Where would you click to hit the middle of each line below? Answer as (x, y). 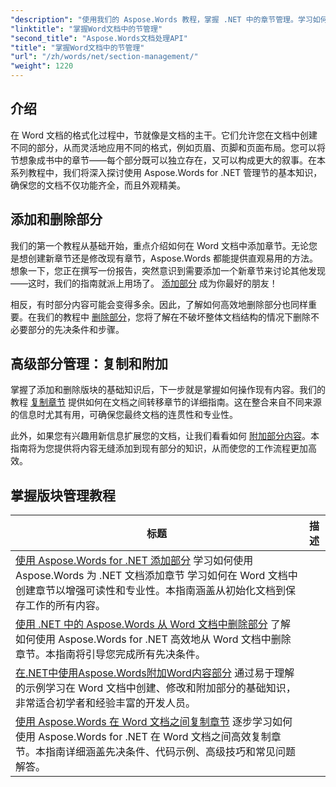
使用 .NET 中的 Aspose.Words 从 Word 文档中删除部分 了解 (153, 624)
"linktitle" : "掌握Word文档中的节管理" (86, 29)
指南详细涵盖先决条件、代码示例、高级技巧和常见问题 (171, 752)
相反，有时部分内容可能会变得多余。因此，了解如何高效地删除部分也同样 (159, 304)
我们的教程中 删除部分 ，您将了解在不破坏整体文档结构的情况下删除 (173, 317)
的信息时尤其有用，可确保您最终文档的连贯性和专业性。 (124, 415)
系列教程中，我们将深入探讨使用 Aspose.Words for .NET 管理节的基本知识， (166, 172)
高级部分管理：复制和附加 (89, 364)
